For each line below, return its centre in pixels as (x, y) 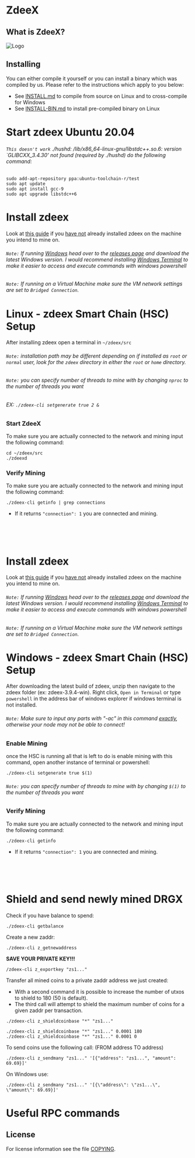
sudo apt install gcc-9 (35, 189)
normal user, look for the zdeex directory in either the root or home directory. (96, 362)
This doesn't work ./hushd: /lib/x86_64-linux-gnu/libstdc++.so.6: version (94, 149)
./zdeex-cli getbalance (35, 926)
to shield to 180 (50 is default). (51, 998)
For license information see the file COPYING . (61, 1149)
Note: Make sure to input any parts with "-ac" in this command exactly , (92, 718)
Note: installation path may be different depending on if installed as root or (97, 356)
